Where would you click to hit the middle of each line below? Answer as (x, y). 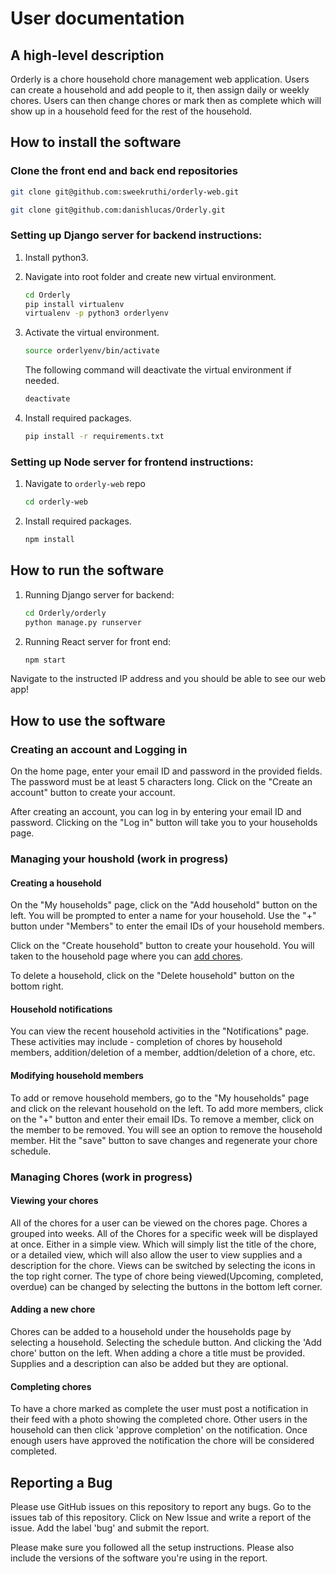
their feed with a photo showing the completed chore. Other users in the (159, 1419)
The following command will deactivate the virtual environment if (158, 370)
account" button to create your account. (93, 793)
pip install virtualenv (74, 304)
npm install (49, 540)
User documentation (97, 18)
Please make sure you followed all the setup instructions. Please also (152, 1548)
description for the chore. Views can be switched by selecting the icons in (163, 1265)
